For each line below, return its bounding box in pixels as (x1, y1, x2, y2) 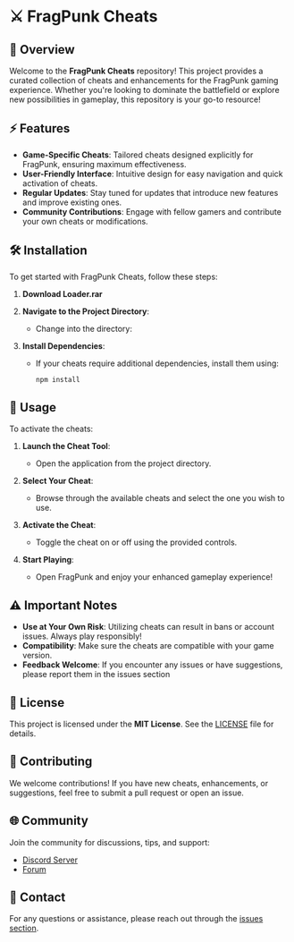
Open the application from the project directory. (35, 458, 212, 469)
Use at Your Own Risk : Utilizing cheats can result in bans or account (21, 622, 275, 632)
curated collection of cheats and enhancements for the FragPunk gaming (9, 75, 279, 86)
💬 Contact (9, 889, 66, 904)
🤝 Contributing (9, 754, 93, 769)
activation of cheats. (21, 177, 98, 189)
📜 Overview (9, 42, 75, 57)
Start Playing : (21, 555, 74, 565)
